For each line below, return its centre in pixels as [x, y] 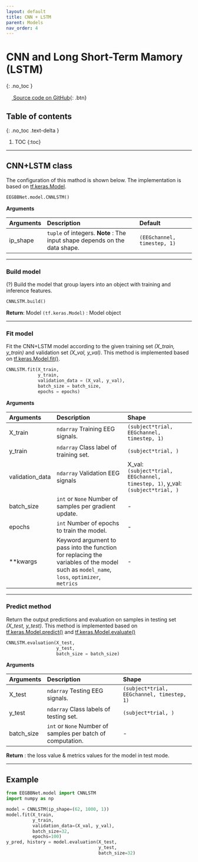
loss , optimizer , [79, 577]
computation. [65, 741]
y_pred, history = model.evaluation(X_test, [62, 842]
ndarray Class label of [86, 447]
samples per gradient [86, 506]
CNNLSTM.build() [26, 301]
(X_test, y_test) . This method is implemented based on [72, 626]
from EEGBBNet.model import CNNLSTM [51, 793]
